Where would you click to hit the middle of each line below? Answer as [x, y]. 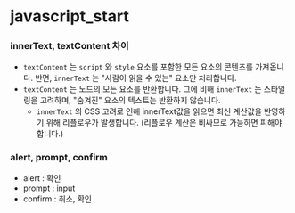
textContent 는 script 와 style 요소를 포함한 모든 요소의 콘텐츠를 [138, 67]
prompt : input [49, 188]
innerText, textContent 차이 [70, 46]
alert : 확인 [42, 178]
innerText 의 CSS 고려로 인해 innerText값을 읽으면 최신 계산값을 [149, 111]
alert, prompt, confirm [59, 158]
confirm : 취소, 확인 [57, 199]
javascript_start [70, 16]
